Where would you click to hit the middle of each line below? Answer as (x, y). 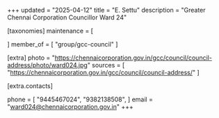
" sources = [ (106, 65)
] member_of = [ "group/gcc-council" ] (63, 44)
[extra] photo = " (31, 58)
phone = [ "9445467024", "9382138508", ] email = (80, 99)
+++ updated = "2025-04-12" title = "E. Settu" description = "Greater (107, 10)
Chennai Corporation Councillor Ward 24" (67, 17)
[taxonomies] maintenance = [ (50, 31)
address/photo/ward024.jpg (48, 65)
